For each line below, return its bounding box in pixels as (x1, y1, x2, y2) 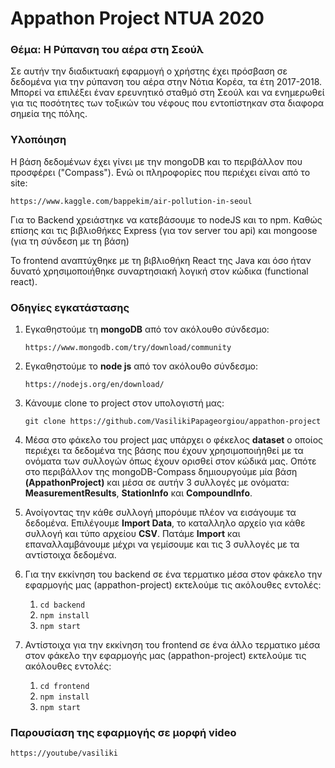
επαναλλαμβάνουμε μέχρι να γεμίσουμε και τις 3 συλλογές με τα (24, 538, 300, 551)
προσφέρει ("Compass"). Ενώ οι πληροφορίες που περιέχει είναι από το (10, 166, 311, 178)
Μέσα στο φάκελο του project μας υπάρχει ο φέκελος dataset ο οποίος (24, 434, 324, 446)
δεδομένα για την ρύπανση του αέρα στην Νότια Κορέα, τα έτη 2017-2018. (10, 76, 323, 88)
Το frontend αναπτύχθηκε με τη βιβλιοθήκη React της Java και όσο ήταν (10, 254, 312, 266)
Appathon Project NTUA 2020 (10, 7, 265, 30)
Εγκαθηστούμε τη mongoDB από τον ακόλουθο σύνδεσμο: (24, 323, 270, 336)
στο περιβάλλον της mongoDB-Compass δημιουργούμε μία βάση (24, 466, 298, 478)
